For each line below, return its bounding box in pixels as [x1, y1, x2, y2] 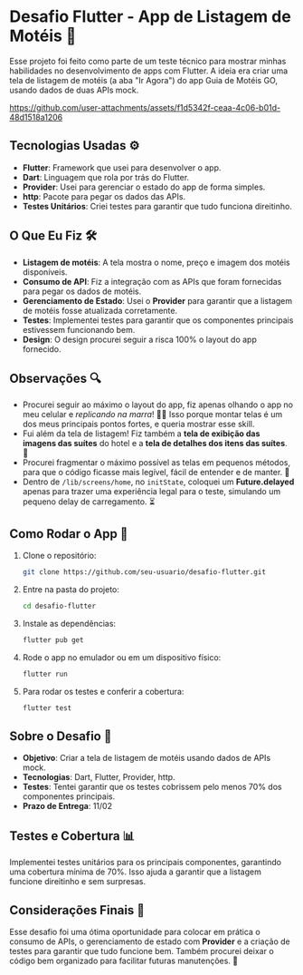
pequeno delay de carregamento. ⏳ [22, 496, 156, 507]
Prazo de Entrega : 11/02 [22, 801, 113, 812]
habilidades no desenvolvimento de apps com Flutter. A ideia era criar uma [9, 65, 289, 76]
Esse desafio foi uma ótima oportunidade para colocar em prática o [9, 927, 260, 937]
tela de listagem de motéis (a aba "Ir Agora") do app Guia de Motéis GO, [9, 74, 279, 85]
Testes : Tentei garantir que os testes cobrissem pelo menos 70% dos [22, 782, 282, 793]
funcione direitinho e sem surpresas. [9, 876, 147, 887]
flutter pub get [22, 635, 84, 645]
